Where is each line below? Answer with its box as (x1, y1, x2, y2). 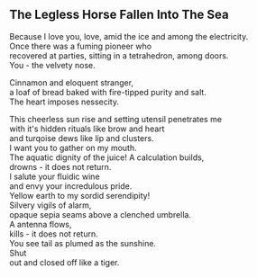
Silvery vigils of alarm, (9, 200, 92, 210)
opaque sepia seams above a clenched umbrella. (9, 209, 192, 219)
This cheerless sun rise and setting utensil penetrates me (9, 113, 223, 124)
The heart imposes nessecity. (9, 96, 120, 107)
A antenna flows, (9, 219, 72, 229)
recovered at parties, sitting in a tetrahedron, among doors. (9, 49, 229, 61)
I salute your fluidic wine (9, 171, 101, 182)
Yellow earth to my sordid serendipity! (9, 190, 151, 201)
